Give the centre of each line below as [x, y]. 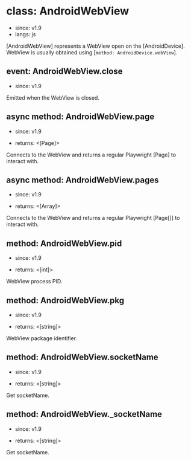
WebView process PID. [34, 282]
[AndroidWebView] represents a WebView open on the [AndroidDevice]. [95, 46]
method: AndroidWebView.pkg [65, 300]
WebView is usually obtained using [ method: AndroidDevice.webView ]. [92, 52]
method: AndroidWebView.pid [64, 243]
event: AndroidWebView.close [64, 72]
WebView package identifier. [42, 338]
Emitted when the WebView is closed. [53, 97]
